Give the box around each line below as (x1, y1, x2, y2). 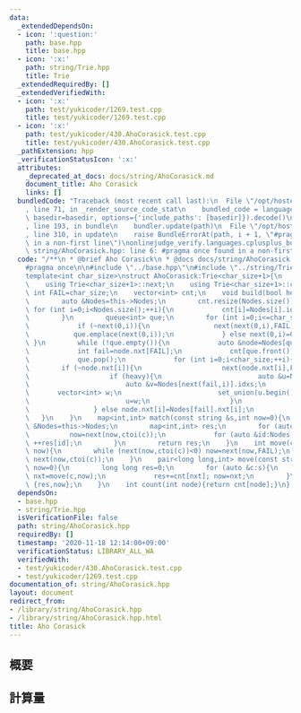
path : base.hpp (25, 38, 82, 48)
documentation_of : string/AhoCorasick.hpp (9, 580, 170, 589)
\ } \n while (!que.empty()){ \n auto (25, 338, 235, 347)
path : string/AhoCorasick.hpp (17, 522, 130, 531)
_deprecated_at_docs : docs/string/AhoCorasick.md (25, 171, 215, 180)
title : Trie (25, 72, 70, 81)
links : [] (25, 188, 63, 197)
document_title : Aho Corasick (25, 180, 139, 189)
